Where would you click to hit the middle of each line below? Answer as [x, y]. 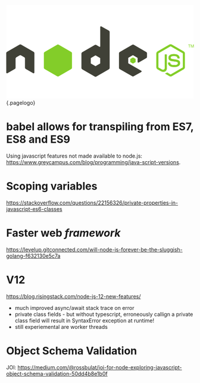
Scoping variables [52, 186]
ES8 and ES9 [38, 139]
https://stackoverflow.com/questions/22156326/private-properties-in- [92, 203]
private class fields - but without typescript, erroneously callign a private [104, 314]
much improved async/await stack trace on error [75, 307]
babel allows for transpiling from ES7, [100, 127]
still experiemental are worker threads [61, 327]
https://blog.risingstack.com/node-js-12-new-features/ [74, 296]
